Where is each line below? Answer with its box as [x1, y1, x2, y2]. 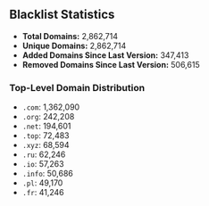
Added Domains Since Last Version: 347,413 [21, 49, 189, 61]
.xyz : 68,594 [21, 140, 70, 151]
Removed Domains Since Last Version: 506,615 [21, 59, 200, 70]
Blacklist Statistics [9, 7, 115, 22]
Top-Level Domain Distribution [9, 81, 146, 94]
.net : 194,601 [21, 120, 71, 132]
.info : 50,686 [21, 169, 74, 179]
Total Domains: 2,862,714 [21, 30, 119, 41]
